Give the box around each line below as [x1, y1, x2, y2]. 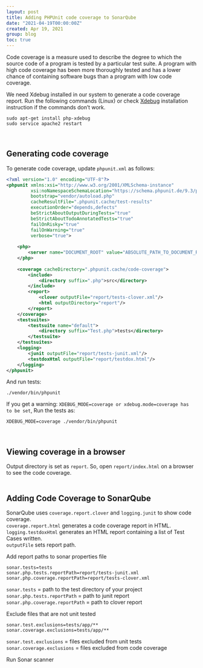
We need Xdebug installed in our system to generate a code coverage [6, 91, 180, 98]
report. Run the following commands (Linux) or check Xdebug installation [6, 97, 188, 104]
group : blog [6, 31, 36, 37]
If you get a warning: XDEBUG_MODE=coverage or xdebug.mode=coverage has [6, 400, 189, 408]
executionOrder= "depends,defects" [30, 205, 118, 211]
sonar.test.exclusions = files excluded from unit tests [6, 638, 142, 645]
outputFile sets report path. [6, 541, 77, 548]
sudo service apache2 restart [6, 121, 83, 127]
